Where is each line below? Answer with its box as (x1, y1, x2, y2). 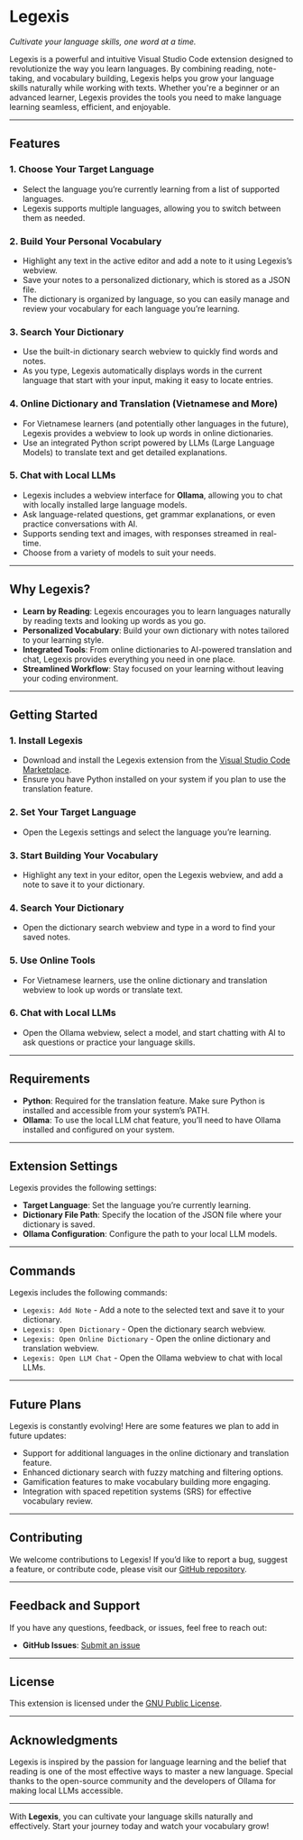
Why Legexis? (9, 581, 91, 597)
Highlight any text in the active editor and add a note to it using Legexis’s (22, 255, 293, 266)
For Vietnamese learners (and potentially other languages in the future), (22, 417, 289, 429)
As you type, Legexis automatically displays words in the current (22, 365, 263, 376)
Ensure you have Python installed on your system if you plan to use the (22, 774, 287, 785)
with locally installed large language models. (22, 499, 188, 510)
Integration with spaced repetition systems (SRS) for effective (22, 1486, 252, 1497)
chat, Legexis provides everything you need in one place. (22, 654, 236, 664)
